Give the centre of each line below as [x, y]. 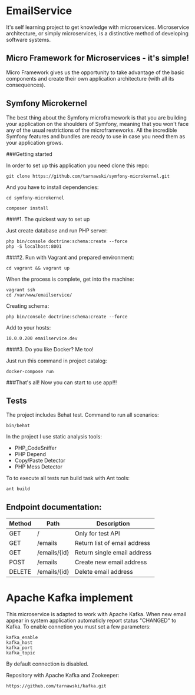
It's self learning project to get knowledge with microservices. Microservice [98, 27]
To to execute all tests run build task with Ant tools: [68, 478]
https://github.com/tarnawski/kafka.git [57, 686]
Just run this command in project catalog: [57, 361]
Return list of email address [113, 543]
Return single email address [113, 553]
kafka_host [19, 643]
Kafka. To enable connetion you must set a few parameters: [79, 627]
